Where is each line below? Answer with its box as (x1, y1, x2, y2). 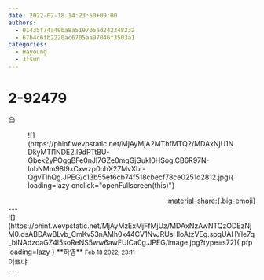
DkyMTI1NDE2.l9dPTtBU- (27, 147, 110, 157)
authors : (8, 19, 37, 27)
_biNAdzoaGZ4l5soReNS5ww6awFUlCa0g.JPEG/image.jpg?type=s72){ (8, 238, 240, 247)
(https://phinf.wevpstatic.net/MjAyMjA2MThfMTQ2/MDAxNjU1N (27, 138, 234, 148)
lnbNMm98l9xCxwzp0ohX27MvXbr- (27, 164, 146, 173)
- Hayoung (15, 48, 47, 56)
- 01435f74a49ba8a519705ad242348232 (15, 26, 135, 34)
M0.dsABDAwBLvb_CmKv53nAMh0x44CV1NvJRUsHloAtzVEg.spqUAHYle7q (8, 229, 255, 238)
